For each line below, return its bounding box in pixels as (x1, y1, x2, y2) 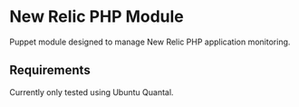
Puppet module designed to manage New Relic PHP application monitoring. (9, 36, 291, 47)
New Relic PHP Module (9, 6, 184, 27)
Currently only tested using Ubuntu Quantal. (9, 86, 174, 97)
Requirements (9, 63, 91, 78)
